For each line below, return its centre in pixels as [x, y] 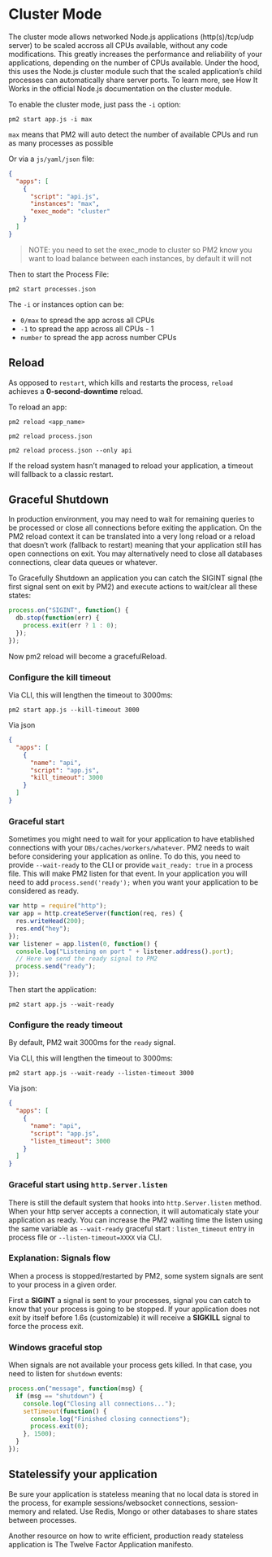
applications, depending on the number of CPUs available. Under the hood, [134, 63]
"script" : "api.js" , [65, 196]
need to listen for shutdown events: [66, 1374]
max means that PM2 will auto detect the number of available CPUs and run [133, 134]
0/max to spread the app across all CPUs [87, 320]
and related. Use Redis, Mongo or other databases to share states [148, 1511]
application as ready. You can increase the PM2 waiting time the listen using [136, 1220]
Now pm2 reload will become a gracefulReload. [88, 656]
